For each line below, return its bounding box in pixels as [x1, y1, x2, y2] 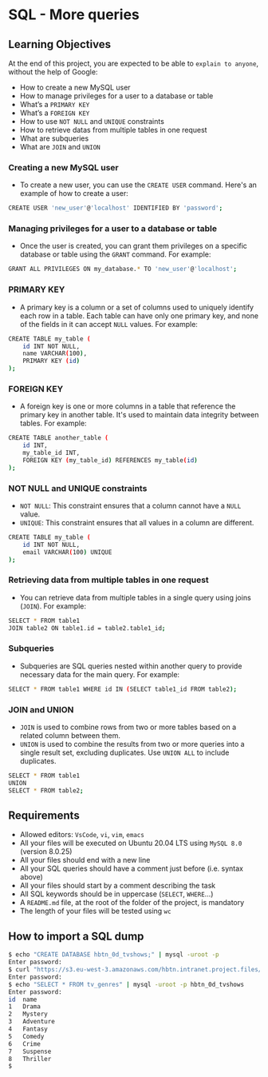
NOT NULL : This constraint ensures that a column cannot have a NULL [19, 501, 242, 510]
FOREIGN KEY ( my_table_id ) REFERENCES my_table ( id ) [22, 456, 198, 465]
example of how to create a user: [19, 189, 129, 198]
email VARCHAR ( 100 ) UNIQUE [22, 548, 112, 556]
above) [19, 872, 44, 882]
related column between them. [19, 731, 121, 740]
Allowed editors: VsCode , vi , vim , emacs [19, 830, 145, 840]
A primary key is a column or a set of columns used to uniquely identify [19, 302, 254, 312]
